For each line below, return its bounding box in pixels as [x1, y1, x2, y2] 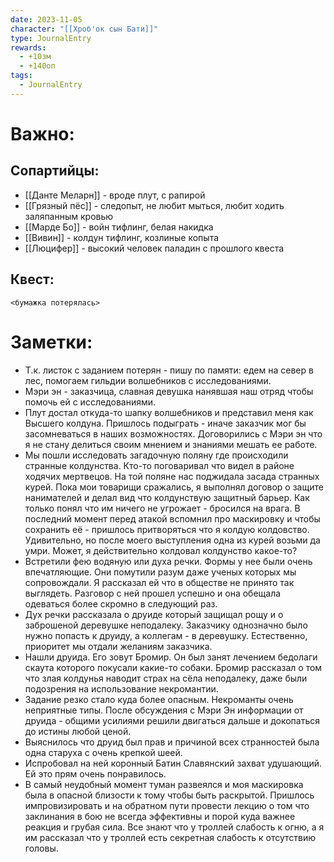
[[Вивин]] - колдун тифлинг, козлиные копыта [24, 231, 220, 243]
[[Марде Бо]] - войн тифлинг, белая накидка [24, 221, 214, 233]
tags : [10, 71, 33, 81]
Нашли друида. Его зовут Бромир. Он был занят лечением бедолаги [24, 651, 318, 663]
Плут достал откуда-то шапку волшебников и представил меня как [24, 406, 314, 418]
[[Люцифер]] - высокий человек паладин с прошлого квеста [24, 242, 285, 254]
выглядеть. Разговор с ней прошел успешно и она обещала [24, 587, 282, 599]
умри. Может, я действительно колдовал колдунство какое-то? [24, 544, 298, 556]
